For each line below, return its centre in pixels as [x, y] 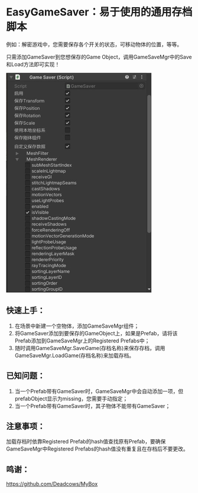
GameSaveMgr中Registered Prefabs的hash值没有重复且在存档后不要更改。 [98, 449]
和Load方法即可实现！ [33, 64]
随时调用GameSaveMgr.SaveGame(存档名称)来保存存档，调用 [90, 348]
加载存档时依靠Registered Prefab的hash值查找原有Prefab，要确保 [86, 442]
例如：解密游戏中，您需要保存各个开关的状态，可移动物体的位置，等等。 [94, 44]
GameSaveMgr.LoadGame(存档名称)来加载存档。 [74, 355]
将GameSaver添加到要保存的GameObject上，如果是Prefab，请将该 [96, 333]
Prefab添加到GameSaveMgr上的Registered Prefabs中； [82, 341]
